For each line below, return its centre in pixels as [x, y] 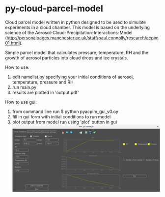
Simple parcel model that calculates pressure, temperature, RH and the [77, 53]
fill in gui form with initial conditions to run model [61, 116]
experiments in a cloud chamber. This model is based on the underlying [77, 27]
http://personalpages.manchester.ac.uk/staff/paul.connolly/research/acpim [82, 38]
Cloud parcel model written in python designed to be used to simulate [76, 22]
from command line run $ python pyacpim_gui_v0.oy [65, 112]
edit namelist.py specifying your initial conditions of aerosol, [73, 77]
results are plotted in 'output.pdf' [45, 92]
